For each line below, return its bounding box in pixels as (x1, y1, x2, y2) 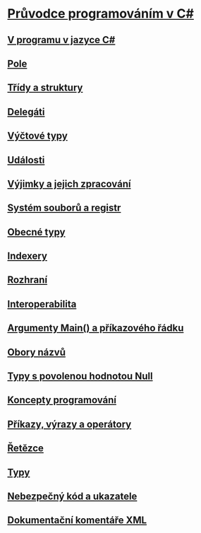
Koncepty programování (7, 394, 116, 406)
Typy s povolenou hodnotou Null (7, 370, 153, 382)
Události (7, 154, 45, 166)
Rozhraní (7, 274, 48, 286)
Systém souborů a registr (7, 202, 121, 214)
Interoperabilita (7, 298, 77, 310)
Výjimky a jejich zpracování (7, 177, 131, 189)
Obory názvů (7, 346, 66, 358)
